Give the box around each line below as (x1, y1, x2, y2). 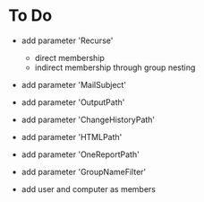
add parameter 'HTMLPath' (21, 131, 123, 142)
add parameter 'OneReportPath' (21, 149, 140, 160)
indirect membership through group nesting (34, 62, 196, 73)
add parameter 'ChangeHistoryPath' (21, 114, 156, 125)
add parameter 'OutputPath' (21, 96, 125, 108)
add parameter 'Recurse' (21, 35, 114, 46)
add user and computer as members (21, 183, 157, 194)
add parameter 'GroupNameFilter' (21, 166, 147, 177)
